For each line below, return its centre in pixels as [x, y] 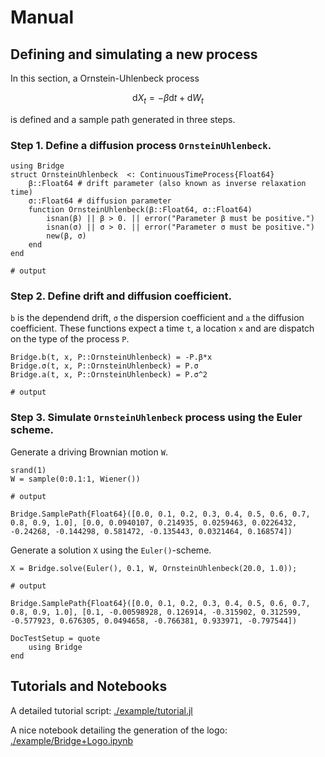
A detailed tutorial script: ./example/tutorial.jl [101, 710]
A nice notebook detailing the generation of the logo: [119, 730]
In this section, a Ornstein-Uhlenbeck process [105, 78]
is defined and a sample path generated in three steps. [123, 119]
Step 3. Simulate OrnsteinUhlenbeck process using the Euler [156, 418]
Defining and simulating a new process [134, 54]
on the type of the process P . [70, 339]
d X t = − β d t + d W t [168, 99]
